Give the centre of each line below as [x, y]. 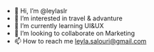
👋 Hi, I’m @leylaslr [41, 11]
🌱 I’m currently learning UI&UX [59, 26]
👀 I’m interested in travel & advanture [68, 18]
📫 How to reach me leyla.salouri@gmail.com [80, 41]
